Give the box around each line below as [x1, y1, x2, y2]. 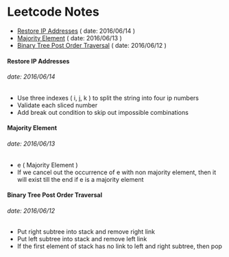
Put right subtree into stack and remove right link [16, 228, 156, 236]
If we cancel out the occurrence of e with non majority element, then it [16, 168, 217, 176]
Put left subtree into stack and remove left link [16, 235, 147, 243]
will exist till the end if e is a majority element [16, 175, 144, 183]
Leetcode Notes [7, 4, 99, 20]
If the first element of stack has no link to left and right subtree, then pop [16, 242, 223, 250]
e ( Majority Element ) [16, 161, 78, 169]
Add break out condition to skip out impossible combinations [16, 108, 189, 116]
